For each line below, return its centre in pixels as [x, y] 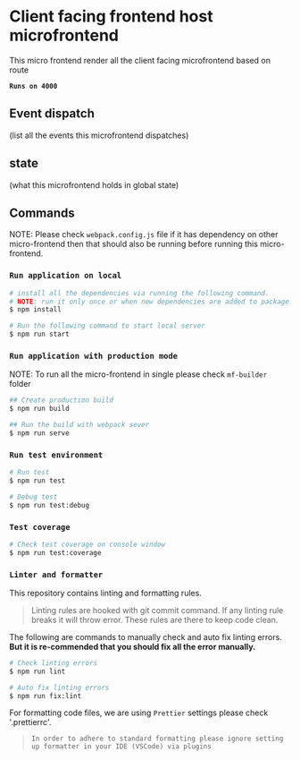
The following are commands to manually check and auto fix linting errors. [146, 636]
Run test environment [56, 455]
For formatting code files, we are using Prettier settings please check [139, 713]
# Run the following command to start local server [107, 326]
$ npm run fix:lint [46, 696]
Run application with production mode [94, 356]
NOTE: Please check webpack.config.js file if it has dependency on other [144, 235]
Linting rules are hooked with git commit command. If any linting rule [157, 610]
